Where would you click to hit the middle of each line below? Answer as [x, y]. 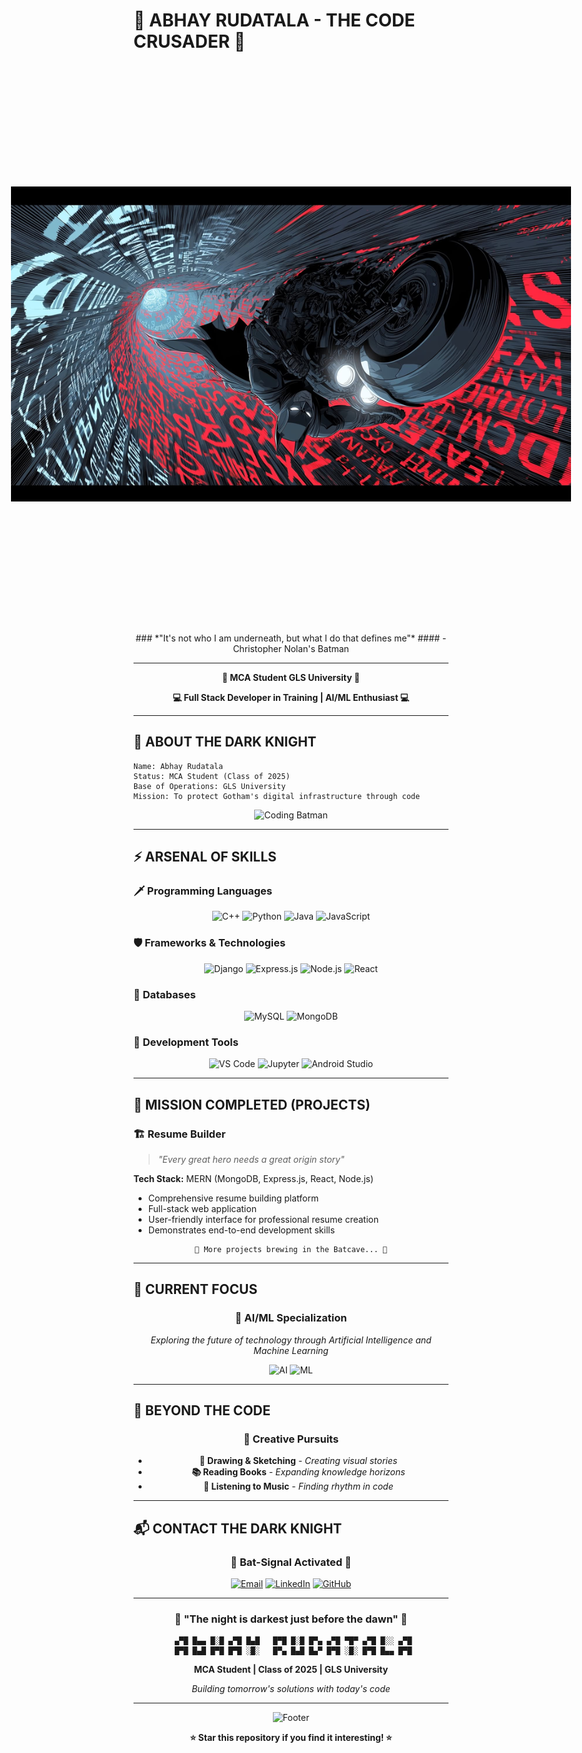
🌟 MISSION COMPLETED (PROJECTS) [252, 1104]
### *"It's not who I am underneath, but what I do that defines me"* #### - [291, 638]
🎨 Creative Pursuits [291, 1439]
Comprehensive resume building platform [233, 1198]
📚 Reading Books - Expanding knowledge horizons [298, 1472]
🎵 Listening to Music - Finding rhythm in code [298, 1486]
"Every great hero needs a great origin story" [251, 1160]
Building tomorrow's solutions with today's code [291, 1689]
